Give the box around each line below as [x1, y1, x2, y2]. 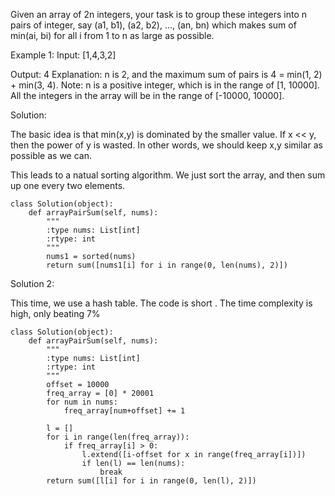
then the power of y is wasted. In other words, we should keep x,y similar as [10, 139, 323, 151]
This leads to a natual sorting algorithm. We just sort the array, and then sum [10, 169, 326, 181]
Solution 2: [10, 278, 55, 289]
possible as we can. [10, 150, 92, 161]
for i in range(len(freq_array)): [46, 432, 190, 442]
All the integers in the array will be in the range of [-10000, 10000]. [10, 90, 285, 101]
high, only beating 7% [10, 308, 101, 319]
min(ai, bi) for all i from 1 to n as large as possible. [10, 30, 215, 41]
